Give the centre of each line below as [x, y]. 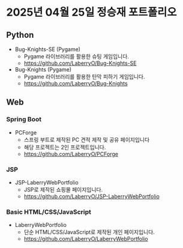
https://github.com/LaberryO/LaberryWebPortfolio [86, 239]
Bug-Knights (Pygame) [43, 69]
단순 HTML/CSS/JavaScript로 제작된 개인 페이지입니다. [89, 232]
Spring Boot [24, 119]
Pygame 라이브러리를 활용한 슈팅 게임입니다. [76, 56]
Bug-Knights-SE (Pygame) [48, 49]
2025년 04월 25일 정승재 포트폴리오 [91, 12]
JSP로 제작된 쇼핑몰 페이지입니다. [63, 189]
